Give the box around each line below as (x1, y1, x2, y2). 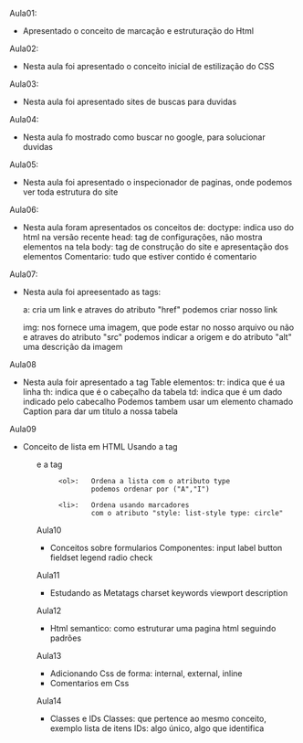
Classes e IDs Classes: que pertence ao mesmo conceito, (49, 713, 267, 724)
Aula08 (9, 359, 37, 369)
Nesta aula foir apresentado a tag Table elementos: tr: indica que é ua (22, 377, 286, 387)
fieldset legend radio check (49, 552, 153, 563)
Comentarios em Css (49, 678, 130, 688)
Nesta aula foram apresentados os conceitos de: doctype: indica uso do (22, 222, 295, 232)
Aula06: (9, 205, 39, 215)
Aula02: (9, 43, 39, 54)
